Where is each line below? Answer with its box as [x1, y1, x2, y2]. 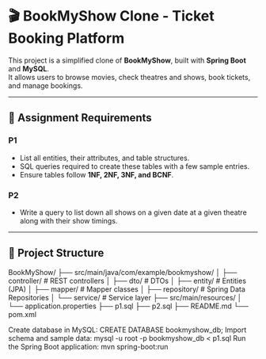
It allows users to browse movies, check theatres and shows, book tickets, [8, 72, 251, 82]
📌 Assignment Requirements [8, 111, 152, 124]
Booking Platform [8, 29, 125, 48]
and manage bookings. [8, 81, 83, 90]
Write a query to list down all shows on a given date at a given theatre [19, 208, 247, 217]
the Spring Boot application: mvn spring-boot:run [8, 342, 169, 351]
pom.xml [8, 309, 37, 319]
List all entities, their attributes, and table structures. [19, 153, 190, 162]
